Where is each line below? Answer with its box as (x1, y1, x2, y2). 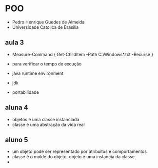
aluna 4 (5, 104, 28, 112)
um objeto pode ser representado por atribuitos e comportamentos (12, 148, 147, 154)
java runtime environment (12, 70, 64, 76)
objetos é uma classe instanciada (12, 116, 79, 122)
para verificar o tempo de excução (12, 61, 82, 66)
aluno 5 (5, 135, 28, 144)
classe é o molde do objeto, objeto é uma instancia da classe (12, 154, 135, 160)
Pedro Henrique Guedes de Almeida (12, 19, 85, 25)
